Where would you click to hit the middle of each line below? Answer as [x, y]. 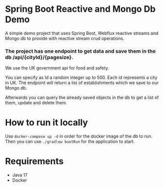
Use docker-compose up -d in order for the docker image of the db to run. [79, 136]
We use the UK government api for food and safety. [57, 68]
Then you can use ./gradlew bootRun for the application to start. [70, 142]
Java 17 [20, 175]
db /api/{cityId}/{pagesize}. [39, 57]
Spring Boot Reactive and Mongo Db [80, 9]
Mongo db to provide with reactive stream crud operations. [65, 38]
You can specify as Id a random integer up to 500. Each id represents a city [81, 78]
